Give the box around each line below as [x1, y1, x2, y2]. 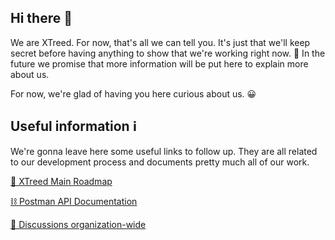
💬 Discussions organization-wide [10, 218, 147, 230]
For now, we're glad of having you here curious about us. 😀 [10, 87, 257, 100]
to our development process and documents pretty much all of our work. [10, 156, 310, 168]
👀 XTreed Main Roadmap [10, 175, 113, 187]
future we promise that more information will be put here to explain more [10, 57, 309, 70]
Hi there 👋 [10, 10, 73, 27]
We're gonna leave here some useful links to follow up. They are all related [10, 145, 318, 157]
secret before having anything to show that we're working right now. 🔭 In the [10, 47, 326, 59]
